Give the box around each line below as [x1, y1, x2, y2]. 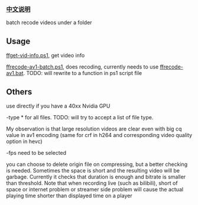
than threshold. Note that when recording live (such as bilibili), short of [6, 179, 178, 187]
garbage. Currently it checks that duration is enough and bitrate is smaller [6, 173, 186, 180]
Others [6, 87, 33, 97]
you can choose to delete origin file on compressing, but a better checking [6, 161, 188, 168]
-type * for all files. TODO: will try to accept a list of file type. [6, 113, 154, 121]
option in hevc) [6, 138, 43, 145]
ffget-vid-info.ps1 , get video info [6, 52, 85, 59]
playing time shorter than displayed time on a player [6, 192, 132, 199]
